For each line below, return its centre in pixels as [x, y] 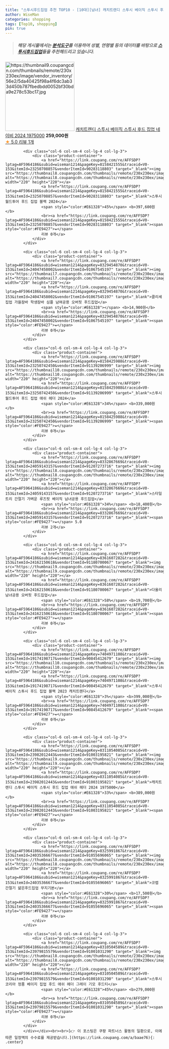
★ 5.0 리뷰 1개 [20, 142]
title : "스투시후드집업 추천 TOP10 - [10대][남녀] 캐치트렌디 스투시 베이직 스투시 [81, 10]
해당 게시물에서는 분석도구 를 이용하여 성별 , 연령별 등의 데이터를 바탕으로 [87, 45]
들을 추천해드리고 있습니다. [68, 51]
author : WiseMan [22, 15]
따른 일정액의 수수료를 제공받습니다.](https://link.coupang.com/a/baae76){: [80, 1038]
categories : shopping [28, 19]
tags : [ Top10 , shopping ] [31, 24]
